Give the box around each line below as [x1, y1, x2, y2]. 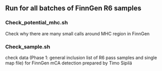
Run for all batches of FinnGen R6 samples [5, 4, 141, 13]
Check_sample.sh [5, 43, 50, 50]
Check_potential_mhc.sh [5, 19, 68, 26]
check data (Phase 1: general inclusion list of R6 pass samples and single [5, 54, 157, 60]
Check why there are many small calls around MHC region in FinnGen [5, 30, 150, 37]
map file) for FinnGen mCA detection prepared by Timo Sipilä [5, 60, 132, 66]
